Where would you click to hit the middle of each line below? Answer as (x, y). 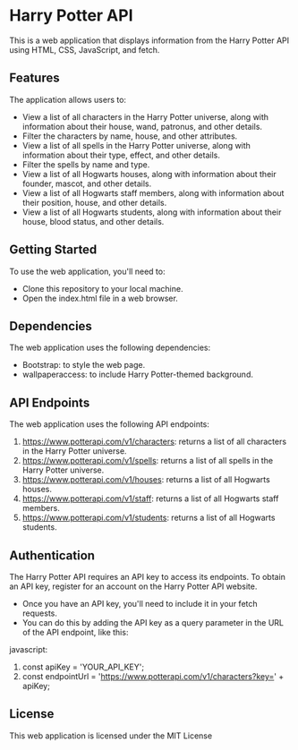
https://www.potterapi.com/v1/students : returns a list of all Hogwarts (149, 518)
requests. (40, 613)
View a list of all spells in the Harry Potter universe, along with (136, 145)
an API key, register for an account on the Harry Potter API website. (133, 586)
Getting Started (53, 250)
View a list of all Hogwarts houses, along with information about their (149, 174)
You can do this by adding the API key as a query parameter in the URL (153, 622)
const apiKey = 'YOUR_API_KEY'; (83, 667)
